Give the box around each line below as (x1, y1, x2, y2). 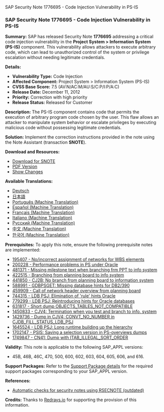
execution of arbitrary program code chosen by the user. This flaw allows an (5, 114, 159, 120)
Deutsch (12, 188, 29, 194)
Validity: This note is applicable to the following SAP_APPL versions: (5, 344, 143, 350)
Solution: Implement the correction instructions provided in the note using (5, 134, 155, 140)
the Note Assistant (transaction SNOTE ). (5, 139, 87, 145)
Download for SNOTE (12, 158, 55, 164)
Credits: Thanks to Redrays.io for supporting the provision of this (5, 397, 137, 403)
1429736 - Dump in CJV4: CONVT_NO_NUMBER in (12, 314, 115, 320)
